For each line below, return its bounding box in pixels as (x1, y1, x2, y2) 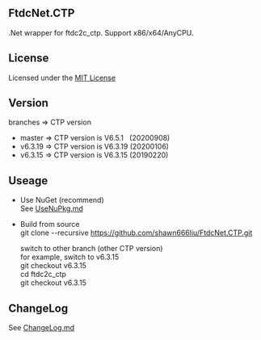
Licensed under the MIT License (8, 73, 116, 82)
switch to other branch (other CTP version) (19, 244, 163, 254)
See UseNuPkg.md (19, 204, 83, 213)
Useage (8, 174, 48, 187)
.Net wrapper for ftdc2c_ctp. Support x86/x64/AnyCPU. (8, 27, 194, 37)
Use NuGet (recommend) (19, 195, 104, 205)
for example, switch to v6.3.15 (19, 252, 120, 262)
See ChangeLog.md (8, 323, 75, 333)
